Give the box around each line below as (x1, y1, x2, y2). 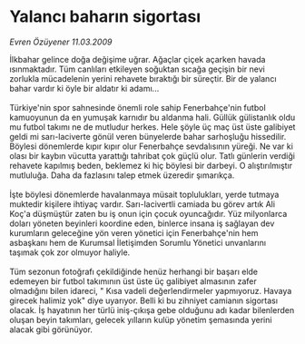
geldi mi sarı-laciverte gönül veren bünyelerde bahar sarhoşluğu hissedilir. (9, 131, 287, 142)
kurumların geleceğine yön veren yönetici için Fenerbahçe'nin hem (9, 227, 259, 238)
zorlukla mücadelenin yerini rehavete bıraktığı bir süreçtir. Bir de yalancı (9, 73, 277, 84)
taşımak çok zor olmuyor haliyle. (9, 247, 131, 258)
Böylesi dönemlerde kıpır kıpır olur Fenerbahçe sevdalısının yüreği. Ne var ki (9, 141, 293, 152)
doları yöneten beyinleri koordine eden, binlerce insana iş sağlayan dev (9, 218, 275, 229)
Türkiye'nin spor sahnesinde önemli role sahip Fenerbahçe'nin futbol (9, 102, 266, 113)
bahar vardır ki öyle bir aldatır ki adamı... (9, 83, 160, 93)
